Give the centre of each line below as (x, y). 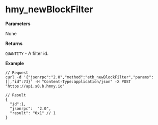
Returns (14, 43)
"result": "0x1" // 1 (33, 113)
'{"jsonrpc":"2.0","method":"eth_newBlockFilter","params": (89, 77)
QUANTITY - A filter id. (27, 53)
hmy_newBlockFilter (49, 9)
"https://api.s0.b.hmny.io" (35, 86)
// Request (17, 73)
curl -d (14, 77)
